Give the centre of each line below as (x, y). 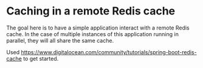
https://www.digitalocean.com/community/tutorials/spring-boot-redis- (109, 52)
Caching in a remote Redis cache (91, 11)
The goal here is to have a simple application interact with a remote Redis (98, 28)
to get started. (41, 58)
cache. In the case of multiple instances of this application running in (93, 34)
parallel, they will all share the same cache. (60, 40)
